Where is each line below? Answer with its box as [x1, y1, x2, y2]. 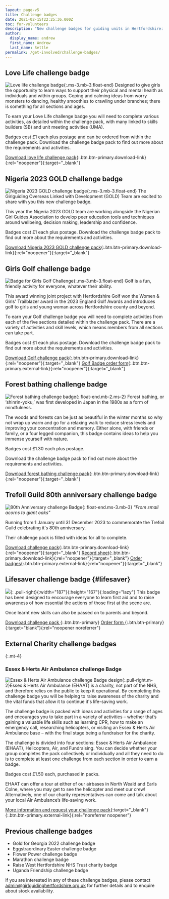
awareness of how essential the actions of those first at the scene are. [5, 600, 151, 606]
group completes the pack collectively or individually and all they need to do [5, 751, 164, 757]
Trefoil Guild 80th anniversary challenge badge [5, 491, 157, 499]
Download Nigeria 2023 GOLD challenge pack [5, 244, 101, 251]
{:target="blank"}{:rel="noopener [5, 625, 75, 631]
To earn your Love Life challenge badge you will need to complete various [5, 113, 159, 120]
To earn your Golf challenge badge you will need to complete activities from [5, 314, 163, 320]
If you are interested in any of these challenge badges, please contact [5, 877, 151, 883]
